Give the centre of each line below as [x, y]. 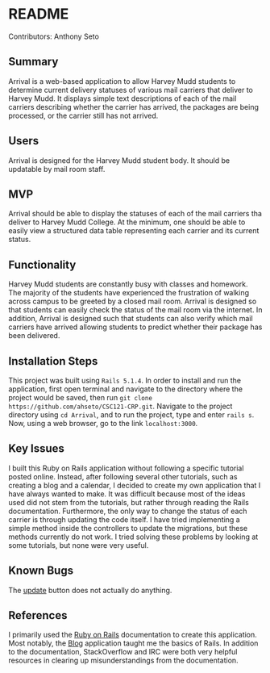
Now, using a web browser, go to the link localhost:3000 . [103, 423]
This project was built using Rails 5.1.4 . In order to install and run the [125, 380]
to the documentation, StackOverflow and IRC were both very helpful [123, 652]
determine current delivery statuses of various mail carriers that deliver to [131, 90]
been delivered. [34, 336]
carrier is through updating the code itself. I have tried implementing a [124, 519]
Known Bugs [41, 571]
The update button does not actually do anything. [90, 590]
